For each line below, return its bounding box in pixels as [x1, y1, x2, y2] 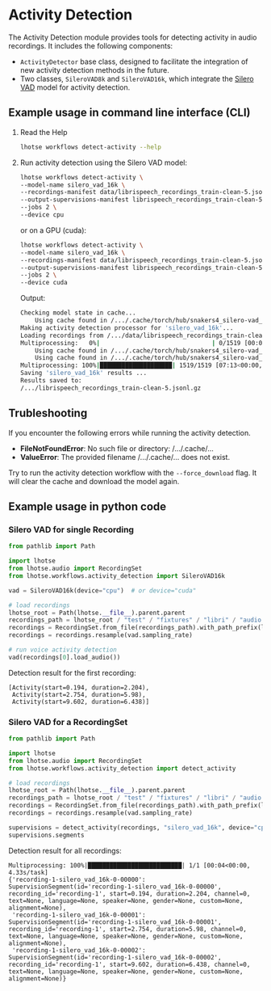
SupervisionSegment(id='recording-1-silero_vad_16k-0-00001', [8, 917, 222, 926]
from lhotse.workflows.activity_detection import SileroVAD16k [8, 571, 226, 580]
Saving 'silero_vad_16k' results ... [19, 369, 148, 377]
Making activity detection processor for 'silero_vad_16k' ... [19, 323, 234, 332]
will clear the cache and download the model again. [8, 476, 180, 486]
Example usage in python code [8, 500, 167, 513]
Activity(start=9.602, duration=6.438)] [11, 698, 150, 706]
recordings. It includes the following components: [8, 40, 173, 50]
